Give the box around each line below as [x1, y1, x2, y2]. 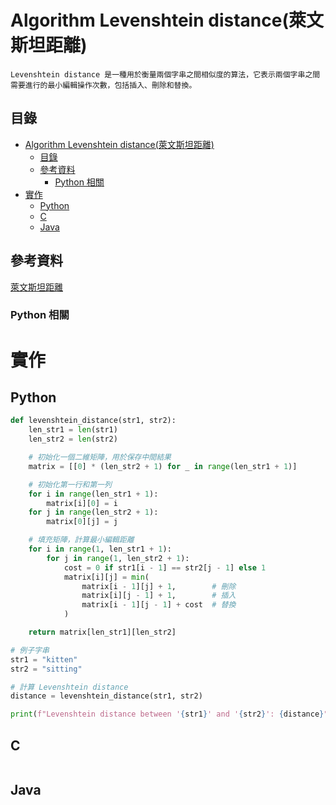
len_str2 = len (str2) [28, 434, 118, 445]
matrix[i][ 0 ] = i [46, 498, 118, 508]
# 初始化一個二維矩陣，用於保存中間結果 [28, 452, 172, 463]
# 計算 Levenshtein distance [10, 682, 129, 692]
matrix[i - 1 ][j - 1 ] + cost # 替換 [81, 600, 237, 610]
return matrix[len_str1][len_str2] [28, 627, 177, 638]
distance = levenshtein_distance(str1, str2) [10, 691, 203, 701]
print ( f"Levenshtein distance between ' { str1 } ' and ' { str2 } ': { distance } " [10, 709, 329, 720]
